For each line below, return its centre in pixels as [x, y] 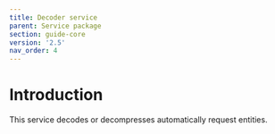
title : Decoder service [54, 17]
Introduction [56, 95]
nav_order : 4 [33, 51]
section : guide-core [48, 34]
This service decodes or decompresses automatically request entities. [138, 120]
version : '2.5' [37, 42]
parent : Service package [55, 26]
